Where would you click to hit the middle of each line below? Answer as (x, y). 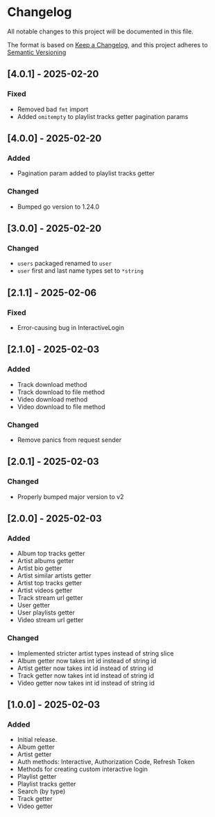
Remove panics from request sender (69, 440)
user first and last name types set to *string (80, 271)
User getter (34, 605)
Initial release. (37, 740)
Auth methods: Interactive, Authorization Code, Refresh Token (106, 762)
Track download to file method (61, 392)
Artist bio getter (40, 569)
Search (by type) (41, 791)
